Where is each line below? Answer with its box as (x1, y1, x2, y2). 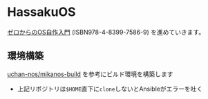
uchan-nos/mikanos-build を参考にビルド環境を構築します (7, 70, 174, 78)
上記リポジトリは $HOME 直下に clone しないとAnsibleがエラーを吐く (17, 84, 203, 93)
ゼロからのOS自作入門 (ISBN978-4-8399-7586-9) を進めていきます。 (7, 28, 205, 36)
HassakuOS (7, 4, 76, 20)
